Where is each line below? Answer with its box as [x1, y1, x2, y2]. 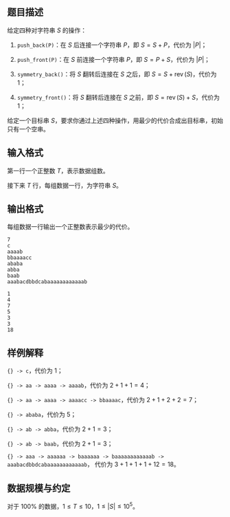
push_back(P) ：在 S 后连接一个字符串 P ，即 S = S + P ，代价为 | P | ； [16, 41, 207, 49]
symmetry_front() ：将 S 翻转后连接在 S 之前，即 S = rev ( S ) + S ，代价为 [16, 93, 220, 101]
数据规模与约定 [7, 482, 71, 494]
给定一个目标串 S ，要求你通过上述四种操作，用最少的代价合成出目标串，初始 [7, 116, 223, 124]
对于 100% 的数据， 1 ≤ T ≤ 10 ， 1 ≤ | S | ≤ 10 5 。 [7, 501, 139, 510]
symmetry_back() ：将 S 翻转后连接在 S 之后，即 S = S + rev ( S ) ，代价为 [16, 69, 217, 78]
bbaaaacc [7, 254, 32, 261]
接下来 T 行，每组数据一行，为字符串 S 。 [7, 181, 122, 189]
